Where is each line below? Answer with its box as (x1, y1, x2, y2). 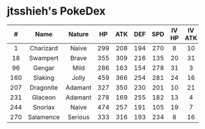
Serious (67, 113, 90, 121)
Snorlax (33, 103, 55, 111)
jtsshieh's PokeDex (7, 4, 106, 18)
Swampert (29, 53, 59, 62)
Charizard (30, 44, 58, 52)
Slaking (33, 73, 55, 82)
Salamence (27, 113, 60, 121)
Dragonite (29, 83, 58, 91)
